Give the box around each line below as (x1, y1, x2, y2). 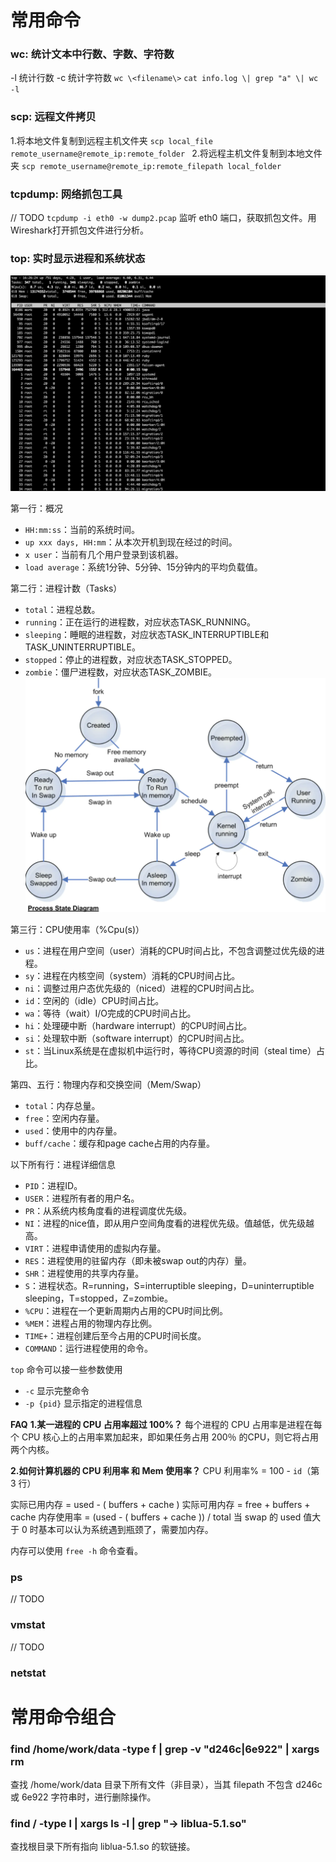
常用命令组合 (10, 1706, 117, 1728)
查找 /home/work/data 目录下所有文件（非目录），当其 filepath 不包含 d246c (10, 1779, 323, 1791)
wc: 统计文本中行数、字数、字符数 (10, 47, 175, 61)
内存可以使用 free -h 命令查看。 (10, 1545, 143, 1557)
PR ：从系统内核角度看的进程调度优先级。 (24, 1205, 193, 1217)
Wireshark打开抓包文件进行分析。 (10, 224, 150, 236)
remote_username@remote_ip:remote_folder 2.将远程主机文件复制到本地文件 (10, 147, 323, 159)
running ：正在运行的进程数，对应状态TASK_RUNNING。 (24, 616, 256, 628)
